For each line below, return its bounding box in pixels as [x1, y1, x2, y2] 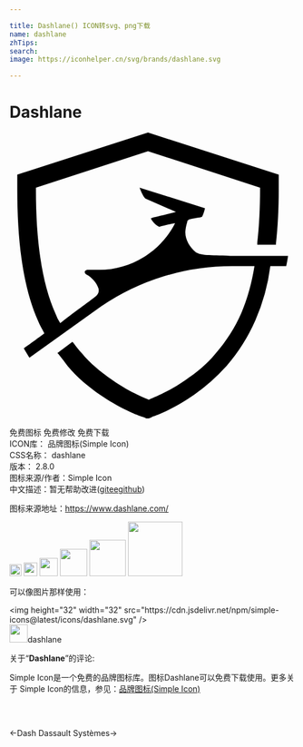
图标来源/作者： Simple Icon [9, 473, 112, 484]
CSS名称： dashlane [9, 450, 86, 461]
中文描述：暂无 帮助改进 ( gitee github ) [9, 484, 145, 495]
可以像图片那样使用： [9, 586, 89, 597]
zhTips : [9, 38, 39, 47]
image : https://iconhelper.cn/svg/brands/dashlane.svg [9, 55, 221, 64]
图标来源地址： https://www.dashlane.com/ [9, 503, 170, 514]
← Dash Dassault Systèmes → [9, 728, 118, 739]
